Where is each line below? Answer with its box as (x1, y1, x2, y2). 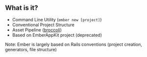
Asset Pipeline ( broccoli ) (12, 27, 62, 33)
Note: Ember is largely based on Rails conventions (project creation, (5, 41, 142, 47)
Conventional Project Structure (12, 22, 74, 28)
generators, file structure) (5, 46, 57, 52)
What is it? (5, 4, 38, 12)
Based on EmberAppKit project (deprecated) (12, 32, 102, 38)
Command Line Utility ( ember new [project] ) (12, 16, 102, 22)
